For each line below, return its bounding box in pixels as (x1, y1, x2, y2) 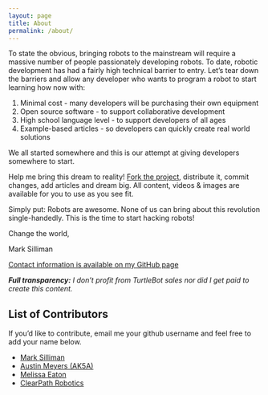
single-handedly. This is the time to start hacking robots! (8, 214, 195, 223)
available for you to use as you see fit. (8, 189, 134, 199)
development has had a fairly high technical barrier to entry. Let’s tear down (8, 66, 259, 75)
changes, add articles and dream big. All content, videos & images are (8, 181, 240, 190)
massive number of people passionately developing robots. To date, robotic (8, 57, 258, 67)
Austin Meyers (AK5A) (19, 361, 94, 371)
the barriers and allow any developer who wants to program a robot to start (8, 74, 257, 84)
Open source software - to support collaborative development (19, 107, 225, 116)
